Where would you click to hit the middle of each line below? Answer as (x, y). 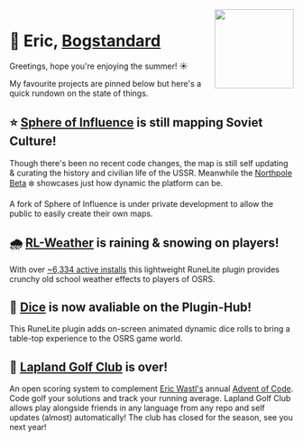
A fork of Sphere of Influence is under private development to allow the (141, 203)
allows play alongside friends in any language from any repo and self (137, 408)
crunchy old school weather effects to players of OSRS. (112, 278)
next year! (28, 427)
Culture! (33, 141)
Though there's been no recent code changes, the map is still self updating (149, 163)
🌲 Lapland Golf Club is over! (89, 366)
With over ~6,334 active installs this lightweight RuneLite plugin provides (144, 269)
